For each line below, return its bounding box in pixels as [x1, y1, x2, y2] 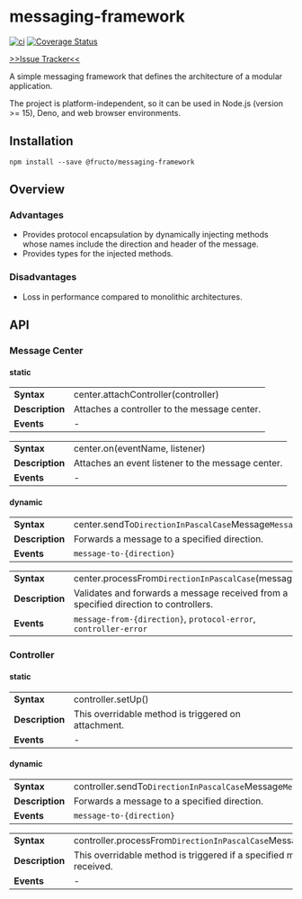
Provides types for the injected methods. [22, 248, 173, 259]
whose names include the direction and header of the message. [22, 238, 259, 249]
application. [9, 80, 53, 91]
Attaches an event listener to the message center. [73, 457, 283, 470]
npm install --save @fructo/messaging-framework [9, 157, 195, 166]
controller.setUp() [73, 693, 149, 706]
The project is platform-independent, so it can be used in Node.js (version [9, 97, 284, 109]
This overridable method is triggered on [73, 707, 241, 720]
